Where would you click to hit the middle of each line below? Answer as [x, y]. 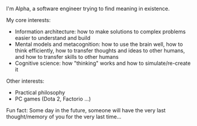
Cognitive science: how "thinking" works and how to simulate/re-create [103, 63]
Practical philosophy [40, 92]
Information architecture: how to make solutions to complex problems [100, 31]
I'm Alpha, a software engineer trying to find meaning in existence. [88, 9]
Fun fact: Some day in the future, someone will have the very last [86, 110]
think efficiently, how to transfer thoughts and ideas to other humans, [100, 51]
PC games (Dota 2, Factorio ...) [53, 99]
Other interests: [25, 81]
